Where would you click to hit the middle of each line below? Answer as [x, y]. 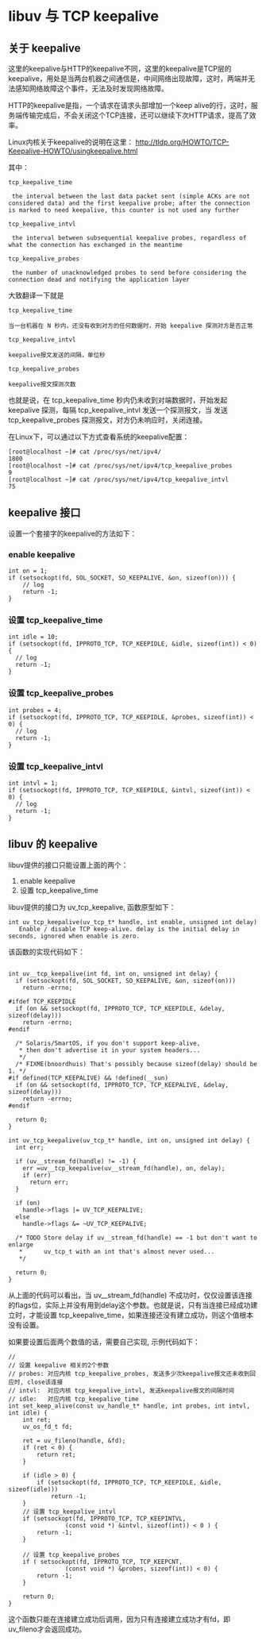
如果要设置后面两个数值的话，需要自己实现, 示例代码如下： [104, 1342]
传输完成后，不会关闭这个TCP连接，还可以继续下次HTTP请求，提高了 [136, 115]
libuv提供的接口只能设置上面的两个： [68, 865]
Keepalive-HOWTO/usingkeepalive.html [73, 151]
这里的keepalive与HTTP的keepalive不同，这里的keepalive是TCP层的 [120, 69]
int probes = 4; [35, 710]
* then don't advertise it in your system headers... [110, 1050]
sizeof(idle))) [33, 1489]
